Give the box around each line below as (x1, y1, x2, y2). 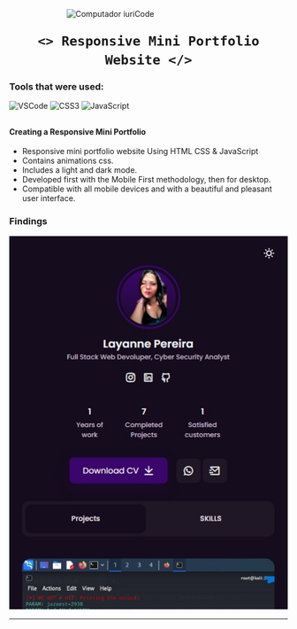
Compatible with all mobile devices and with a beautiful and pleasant (21, 183, 272, 194)
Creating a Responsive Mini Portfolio (9, 126, 147, 136)
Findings (9, 215, 48, 228)
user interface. (21, 193, 76, 204)
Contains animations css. (21, 155, 114, 167)
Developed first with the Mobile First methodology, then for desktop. (21, 175, 271, 185)
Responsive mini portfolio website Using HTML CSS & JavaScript (21, 146, 259, 157)
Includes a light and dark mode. (21, 165, 138, 175)
